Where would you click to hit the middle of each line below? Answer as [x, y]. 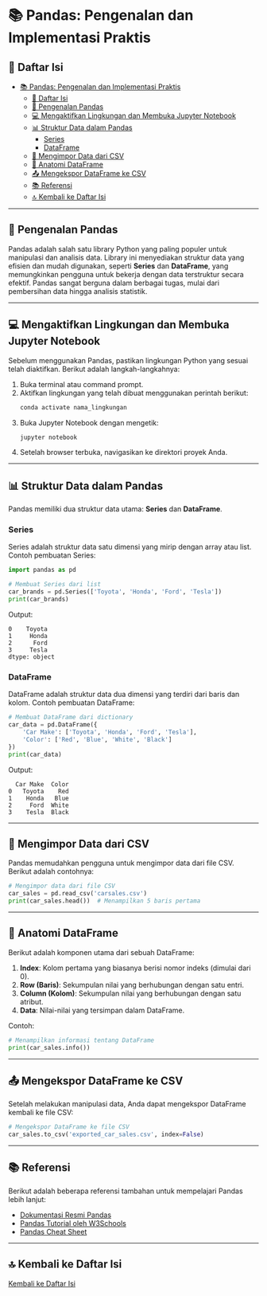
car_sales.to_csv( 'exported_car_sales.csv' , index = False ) [106, 1135]
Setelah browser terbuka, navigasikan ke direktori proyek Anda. [124, 452]
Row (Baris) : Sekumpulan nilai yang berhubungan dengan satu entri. [132, 985]
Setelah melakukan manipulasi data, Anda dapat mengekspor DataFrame [127, 1104]
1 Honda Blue [39, 798]
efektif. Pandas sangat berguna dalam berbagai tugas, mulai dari [114, 283]
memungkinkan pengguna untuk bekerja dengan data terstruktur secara [126, 274]
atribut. [31, 1001]
